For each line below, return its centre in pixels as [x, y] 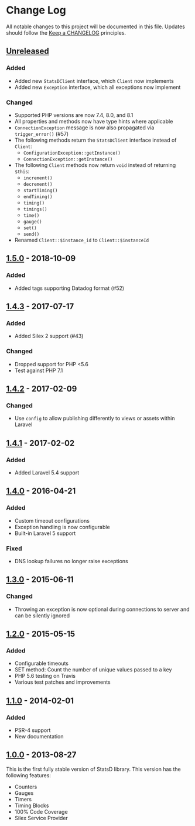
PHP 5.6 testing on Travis [45, 676]
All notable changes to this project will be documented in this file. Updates [96, 26]
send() [31, 234]
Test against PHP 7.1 [39, 370]
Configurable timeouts [42, 663]
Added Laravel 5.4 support [47, 472]
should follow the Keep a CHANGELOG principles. [66, 32]
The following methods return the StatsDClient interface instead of [95, 140]
